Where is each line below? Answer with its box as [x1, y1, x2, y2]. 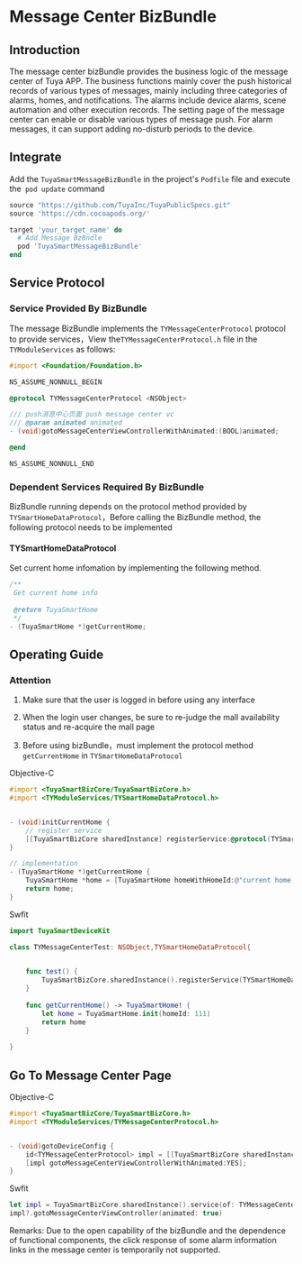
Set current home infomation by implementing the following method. [9, 563, 262, 573]
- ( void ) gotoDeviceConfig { [9, 1141, 115, 1150]
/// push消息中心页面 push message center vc [9, 410, 175, 419]
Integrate [9, 150, 62, 165]
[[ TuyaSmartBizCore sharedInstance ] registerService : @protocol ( [25, 834, 271, 844]
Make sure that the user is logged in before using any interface [22, 694, 256, 705]
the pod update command [9, 183, 105, 194]
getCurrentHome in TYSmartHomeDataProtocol [22, 750, 183, 761]
